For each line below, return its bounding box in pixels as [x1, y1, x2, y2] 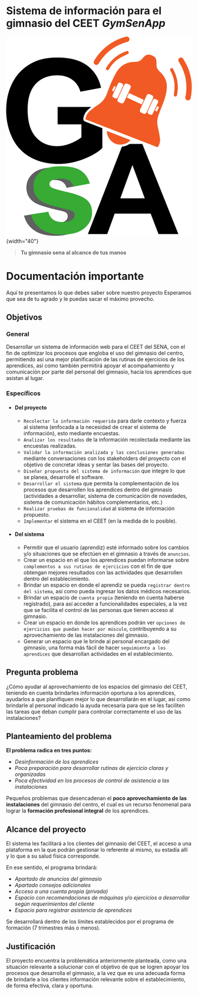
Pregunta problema [6, 667, 78, 677]
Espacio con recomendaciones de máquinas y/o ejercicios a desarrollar [14, 894, 190, 901]
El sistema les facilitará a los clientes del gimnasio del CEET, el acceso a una [6, 840, 192, 847]
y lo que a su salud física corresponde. [6, 852, 101, 860]
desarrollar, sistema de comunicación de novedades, [59, 492, 187, 499]
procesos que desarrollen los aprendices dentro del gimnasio [23, 486, 173, 493]
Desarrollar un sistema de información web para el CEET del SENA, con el [6, 343, 186, 351]
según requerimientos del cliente [14, 900, 94, 908]
